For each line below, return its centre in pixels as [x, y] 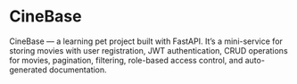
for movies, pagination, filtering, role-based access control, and [126, 60]
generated [28, 70]
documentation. [78, 70]
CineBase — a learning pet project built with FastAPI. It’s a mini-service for [146, 41]
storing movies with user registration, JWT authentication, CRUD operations [148, 50]
